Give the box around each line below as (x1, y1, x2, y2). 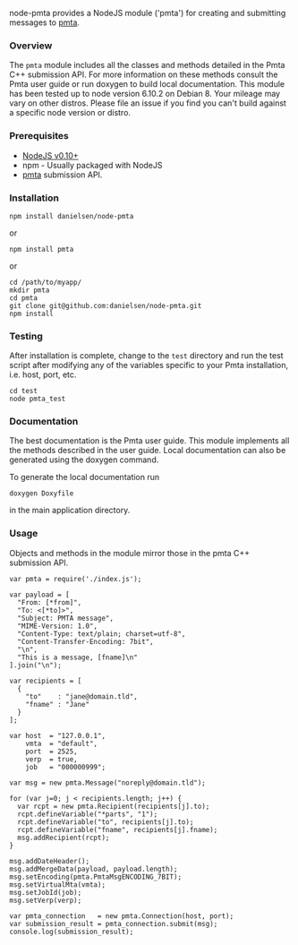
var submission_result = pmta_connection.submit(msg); (9, 919, 218, 928)
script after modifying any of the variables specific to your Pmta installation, (9, 360, 289, 371)
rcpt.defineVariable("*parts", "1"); (17, 810, 158, 819)
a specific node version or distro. (9, 107, 132, 118)
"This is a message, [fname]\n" (17, 653, 139, 662)
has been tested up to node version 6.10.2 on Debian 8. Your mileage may (9, 89, 280, 99)
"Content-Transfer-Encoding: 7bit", (17, 637, 154, 646)
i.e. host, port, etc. (9, 369, 77, 380)
